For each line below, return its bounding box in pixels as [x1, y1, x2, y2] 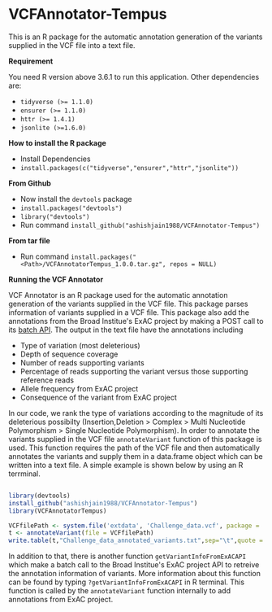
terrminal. [8, 469, 41, 479]
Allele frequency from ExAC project [19, 383, 139, 393]
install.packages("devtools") [19, 204, 123, 212]
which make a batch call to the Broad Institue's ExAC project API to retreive [8, 560, 260, 570]
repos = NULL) [169, 260, 218, 269]
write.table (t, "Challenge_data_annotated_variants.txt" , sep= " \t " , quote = [8, 536, 264, 545]
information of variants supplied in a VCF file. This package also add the [8, 307, 250, 317]
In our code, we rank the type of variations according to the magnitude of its [8, 408, 264, 417]
